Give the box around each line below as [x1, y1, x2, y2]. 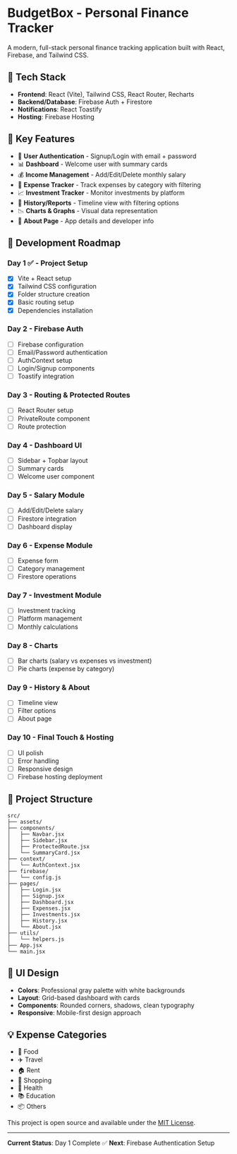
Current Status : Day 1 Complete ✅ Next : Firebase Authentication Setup [7, 1138, 215, 1148]
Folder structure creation [17, 290, 90, 299]
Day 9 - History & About [7, 683, 90, 692]
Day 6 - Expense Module [7, 540, 93, 550]
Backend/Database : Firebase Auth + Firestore [17, 97, 153, 106]
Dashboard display [17, 522, 73, 531]
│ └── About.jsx [7, 923, 61, 930]
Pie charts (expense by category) [17, 664, 115, 673]
